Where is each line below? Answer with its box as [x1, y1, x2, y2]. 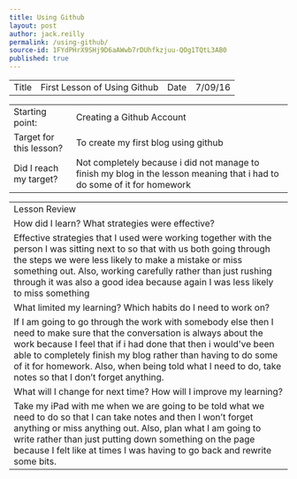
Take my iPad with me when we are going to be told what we [13, 400, 265, 412]
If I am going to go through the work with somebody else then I [13, 316, 274, 328]
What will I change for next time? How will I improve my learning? [13, 386, 283, 398]
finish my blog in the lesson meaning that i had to [75, 167, 280, 180]
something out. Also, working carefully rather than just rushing [13, 265, 272, 277]
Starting [13, 105, 47, 118]
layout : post [9, 21, 57, 30]
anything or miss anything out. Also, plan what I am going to [13, 422, 262, 434]
